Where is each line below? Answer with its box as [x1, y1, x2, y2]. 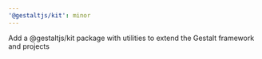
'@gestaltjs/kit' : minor [8, 11, 91, 20]
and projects [8, 41, 50, 51]
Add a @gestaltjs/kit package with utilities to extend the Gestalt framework [8, 33, 255, 42]
